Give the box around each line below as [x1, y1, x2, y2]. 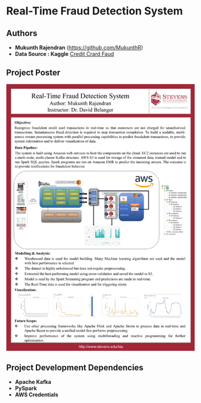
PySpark [14, 385, 37, 392]
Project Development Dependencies [6, 363, 144, 373]
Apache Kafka [14, 378, 51, 386]
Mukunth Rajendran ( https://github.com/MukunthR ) [14, 44, 144, 51]
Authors [6, 28, 38, 38]
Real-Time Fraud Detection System [6, 4, 184, 18]
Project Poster [6, 68, 61, 78]
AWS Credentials [14, 391, 59, 398]
